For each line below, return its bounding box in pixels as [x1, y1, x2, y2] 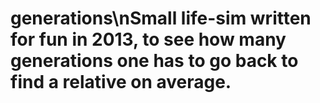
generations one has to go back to [10, 50, 299, 72]
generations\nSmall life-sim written [10, 7, 312, 30]
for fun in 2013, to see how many [10, 28, 287, 51]
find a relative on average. [10, 71, 232, 94]
